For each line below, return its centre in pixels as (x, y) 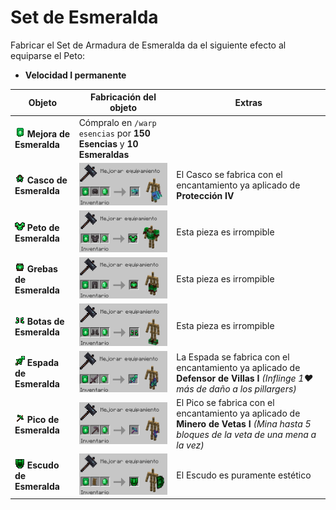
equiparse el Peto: (48, 55)
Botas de (45, 321)
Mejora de (48, 133)
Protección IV (205, 195)
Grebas (42, 269)
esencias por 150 (114, 133)
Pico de (43, 419)
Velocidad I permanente (75, 75)
